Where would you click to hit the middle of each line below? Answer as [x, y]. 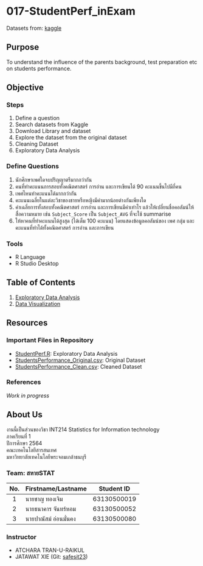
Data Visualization [38, 303]
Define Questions [33, 166]
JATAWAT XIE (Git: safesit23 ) [51, 557]
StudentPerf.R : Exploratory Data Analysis [66, 353]
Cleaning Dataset [37, 144]
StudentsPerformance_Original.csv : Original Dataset [80, 360]
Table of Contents [41, 282]
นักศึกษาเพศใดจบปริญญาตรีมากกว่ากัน [53, 179]
